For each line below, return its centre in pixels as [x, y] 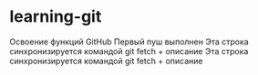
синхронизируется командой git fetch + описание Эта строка [129, 51]
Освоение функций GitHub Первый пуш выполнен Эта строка [129, 42]
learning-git [56, 17]
